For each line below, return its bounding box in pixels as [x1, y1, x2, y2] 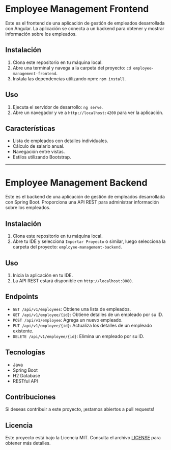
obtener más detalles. [5, 440, 51, 446]
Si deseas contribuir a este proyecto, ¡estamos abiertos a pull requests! [5, 406, 155, 412]
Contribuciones [5, 392, 56, 401]
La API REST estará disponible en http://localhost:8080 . [12, 277, 133, 284]
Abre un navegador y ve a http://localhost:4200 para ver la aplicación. [12, 109, 164, 116]
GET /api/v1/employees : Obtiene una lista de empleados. [12, 306, 131, 312]
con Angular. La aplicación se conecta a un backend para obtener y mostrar [5, 25, 164, 31]
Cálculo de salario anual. [12, 143, 65, 149]
